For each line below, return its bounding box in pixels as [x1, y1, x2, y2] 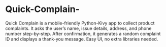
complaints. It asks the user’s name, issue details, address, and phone [5, 25, 152, 31]
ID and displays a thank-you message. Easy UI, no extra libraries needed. [5, 36, 158, 42]
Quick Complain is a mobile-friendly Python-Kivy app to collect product [5, 20, 155, 26]
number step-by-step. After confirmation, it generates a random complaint [5, 30, 161, 36]
